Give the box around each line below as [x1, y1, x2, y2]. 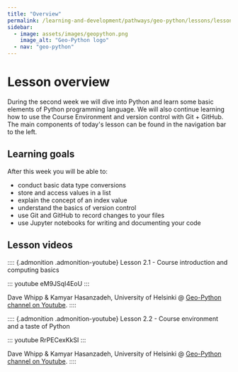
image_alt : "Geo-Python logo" [20, 37, 110, 44]
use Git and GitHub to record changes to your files [17, 211, 165, 219]
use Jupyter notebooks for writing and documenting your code [17, 218, 202, 227]
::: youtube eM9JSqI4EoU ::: [7, 279, 90, 288]
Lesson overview [7, 74, 110, 90]
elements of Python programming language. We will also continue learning [7, 104, 225, 114]
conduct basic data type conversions [17, 180, 126, 189]
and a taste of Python [7, 322, 70, 330]
